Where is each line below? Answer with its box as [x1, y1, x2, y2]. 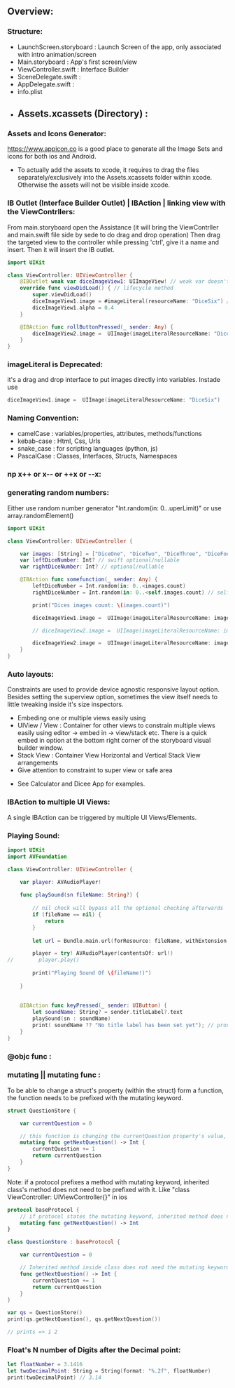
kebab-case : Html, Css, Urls [17, 437, 101, 445]
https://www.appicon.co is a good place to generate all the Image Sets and [7, 145, 223, 153]
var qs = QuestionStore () [7, 1309, 83, 1316]
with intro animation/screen [17, 50, 97, 58]
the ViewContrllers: [7, 207, 76, 217]
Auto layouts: [7, 670, 55, 680]
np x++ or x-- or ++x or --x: [7, 469, 101, 479]
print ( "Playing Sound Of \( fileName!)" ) [32, 970, 152, 977]
